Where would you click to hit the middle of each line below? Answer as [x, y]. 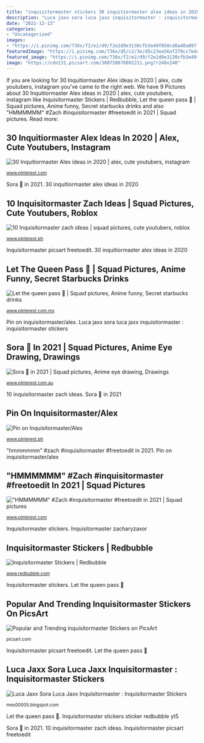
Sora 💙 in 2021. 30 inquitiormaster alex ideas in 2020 [72, 184]
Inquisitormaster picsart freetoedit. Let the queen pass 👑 [77, 650]
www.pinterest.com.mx [30, 310]
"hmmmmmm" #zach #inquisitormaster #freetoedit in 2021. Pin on [89, 450]
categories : [21, 29]
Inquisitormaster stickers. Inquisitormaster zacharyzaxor [77, 529]
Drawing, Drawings [43, 357]
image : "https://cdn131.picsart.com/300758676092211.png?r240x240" [93, 63]
